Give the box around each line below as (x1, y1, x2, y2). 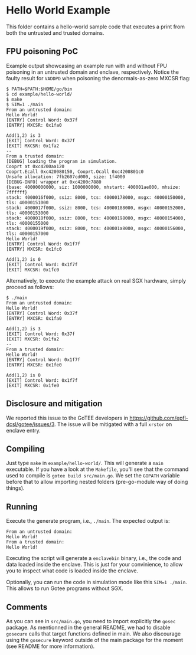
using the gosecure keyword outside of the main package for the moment (6, 637, 184, 643)
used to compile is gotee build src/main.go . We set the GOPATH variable (6, 472, 180, 479)
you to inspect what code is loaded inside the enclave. (6, 567, 139, 574)
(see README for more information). (6, 643, 95, 650)
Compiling (6, 444, 45, 454)
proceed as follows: (6, 283, 54, 290)
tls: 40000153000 (6, 210, 49, 216)
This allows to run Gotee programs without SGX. (6, 585, 123, 592)
